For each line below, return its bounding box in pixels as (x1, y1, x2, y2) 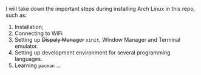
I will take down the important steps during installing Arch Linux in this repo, (5, 5, 196, 12)
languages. (14, 56, 43, 62)
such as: (5, 11, 27, 19)
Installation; (14, 24, 44, 30)
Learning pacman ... (14, 62, 61, 69)
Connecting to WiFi (14, 30, 63, 37)
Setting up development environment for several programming (14, 49, 171, 56)
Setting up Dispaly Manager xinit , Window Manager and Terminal (14, 36, 180, 43)
